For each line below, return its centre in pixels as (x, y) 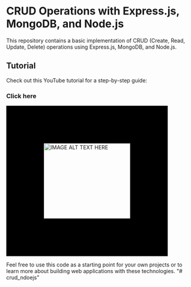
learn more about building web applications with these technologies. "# (95, 271)
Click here (21, 96)
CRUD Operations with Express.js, (93, 11)
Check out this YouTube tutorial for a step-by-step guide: (77, 80)
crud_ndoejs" (23, 277)
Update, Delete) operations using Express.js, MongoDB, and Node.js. (92, 47)
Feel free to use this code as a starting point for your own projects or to (94, 265)
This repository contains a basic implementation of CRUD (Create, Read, (95, 40)
